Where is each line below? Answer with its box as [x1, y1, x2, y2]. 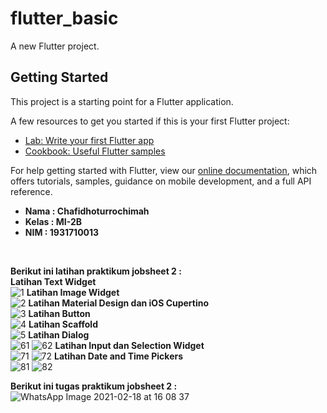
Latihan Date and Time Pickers [53, 350, 184, 362]
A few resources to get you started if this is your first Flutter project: [10, 115, 290, 127]
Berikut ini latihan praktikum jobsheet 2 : [10, 265, 182, 277]
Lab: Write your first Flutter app [24, 134, 155, 146]
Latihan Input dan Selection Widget [54, 339, 205, 351]
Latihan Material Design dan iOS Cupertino [28, 297, 210, 309]
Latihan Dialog [28, 328, 90, 341]
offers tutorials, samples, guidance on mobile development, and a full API [10, 175, 312, 187]
